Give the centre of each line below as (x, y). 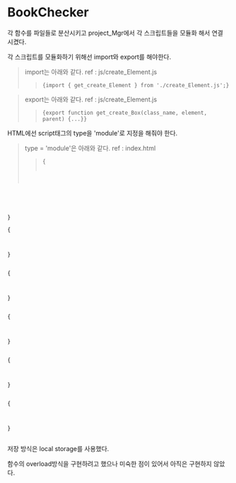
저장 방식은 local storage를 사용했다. (58, 448)
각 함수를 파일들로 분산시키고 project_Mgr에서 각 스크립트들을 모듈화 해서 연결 (116, 33)
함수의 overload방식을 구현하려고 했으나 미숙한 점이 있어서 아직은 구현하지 (110, 463)
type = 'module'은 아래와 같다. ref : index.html (90, 148)
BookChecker (48, 12)
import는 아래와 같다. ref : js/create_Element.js (91, 72)
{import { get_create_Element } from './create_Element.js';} (136, 85)
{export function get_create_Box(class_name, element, (124, 113)
